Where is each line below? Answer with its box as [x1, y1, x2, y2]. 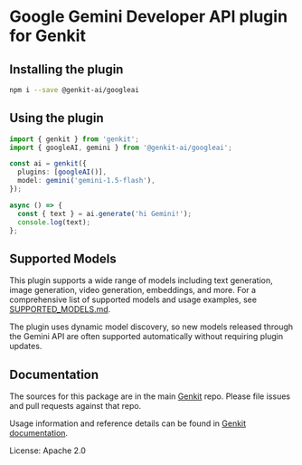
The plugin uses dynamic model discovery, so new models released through [9, 321, 294, 332]
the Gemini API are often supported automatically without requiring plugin [9, 331, 283, 342]
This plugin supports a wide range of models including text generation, [9, 275, 273, 286]
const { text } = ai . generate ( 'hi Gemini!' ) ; [17, 209, 193, 218]
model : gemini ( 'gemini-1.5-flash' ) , [17, 176, 156, 185]
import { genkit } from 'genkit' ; [9, 134, 140, 144]
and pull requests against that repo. [9, 401, 142, 412]
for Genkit [9, 25, 86, 46]
